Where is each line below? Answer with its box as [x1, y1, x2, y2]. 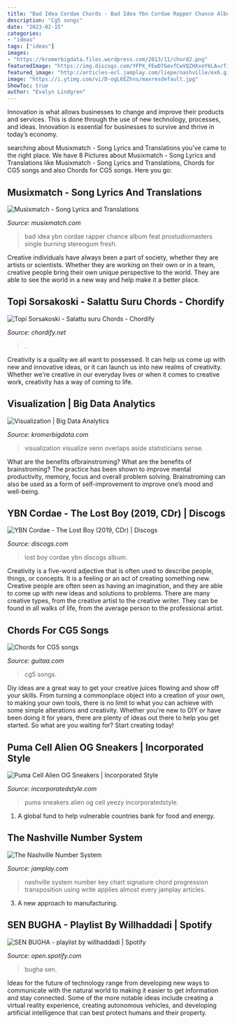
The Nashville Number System [7, 832, 143, 844]
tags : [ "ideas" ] [7, 43, 55, 50]
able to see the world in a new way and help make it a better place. [7, 275, 200, 284]
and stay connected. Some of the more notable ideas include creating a [7, 993, 213, 1002]
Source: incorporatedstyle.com [7, 785, 97, 793]
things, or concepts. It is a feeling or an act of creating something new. [7, 574, 211, 583]
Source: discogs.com [7, 539, 69, 548]
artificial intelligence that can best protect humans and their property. [7, 1008, 208, 1017]
